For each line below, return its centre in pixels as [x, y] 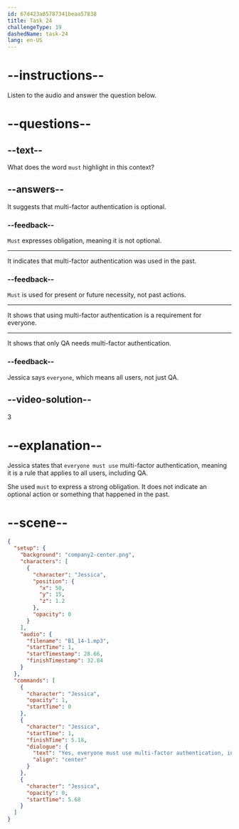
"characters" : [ [44, 562]
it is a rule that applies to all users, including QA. [78, 473]
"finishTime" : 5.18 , [57, 740]
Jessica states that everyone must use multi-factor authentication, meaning [117, 465]
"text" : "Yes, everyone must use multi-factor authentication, [128, 753]
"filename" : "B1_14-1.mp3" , [68, 641]
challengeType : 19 [34, 27]
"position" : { [54, 581]
